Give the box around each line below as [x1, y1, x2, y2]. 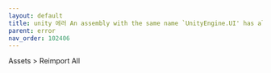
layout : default [8, 11, 63, 20]
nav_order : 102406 [8, 34, 70, 43]
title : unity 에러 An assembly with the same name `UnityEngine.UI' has [8, 19, 255, 27]
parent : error [8, 26, 56, 34]
